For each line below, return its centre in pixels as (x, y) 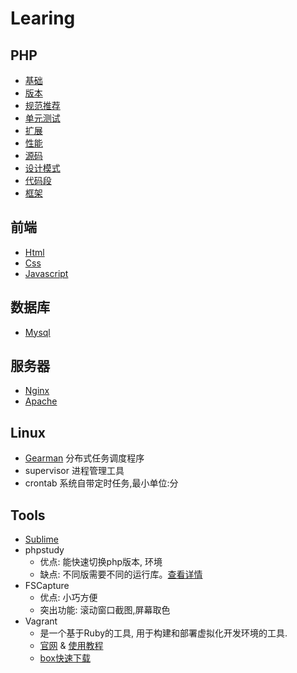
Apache (41, 401)
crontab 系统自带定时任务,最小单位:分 (101, 483)
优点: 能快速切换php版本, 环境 (101, 562)
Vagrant (41, 621)
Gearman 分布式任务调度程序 (84, 458)
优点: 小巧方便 (68, 598)
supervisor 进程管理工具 (74, 471)
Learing (43, 18)
